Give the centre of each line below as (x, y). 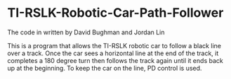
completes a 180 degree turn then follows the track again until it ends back (115, 60)
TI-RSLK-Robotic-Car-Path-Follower (115, 13)
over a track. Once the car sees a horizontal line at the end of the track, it (113, 53)
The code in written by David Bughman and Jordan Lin (86, 32)
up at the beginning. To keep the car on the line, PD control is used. (105, 68)
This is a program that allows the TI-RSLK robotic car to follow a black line (114, 45)
